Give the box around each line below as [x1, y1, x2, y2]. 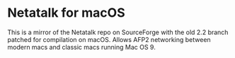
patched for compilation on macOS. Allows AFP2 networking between [7, 35, 211, 43]
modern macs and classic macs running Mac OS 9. [7, 43, 156, 51]
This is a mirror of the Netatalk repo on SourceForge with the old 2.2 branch [7, 28, 229, 36]
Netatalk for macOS [7, 5, 125, 21]
